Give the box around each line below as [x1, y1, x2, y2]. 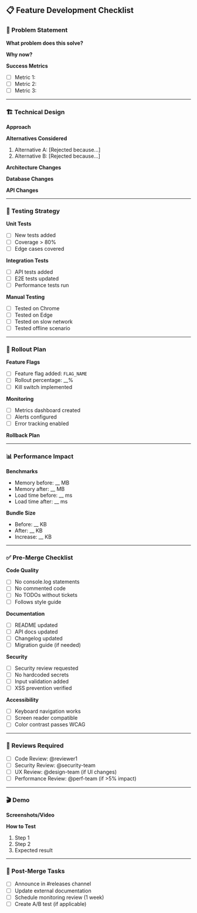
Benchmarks [6, 468, 38, 475]
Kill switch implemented [14, 383, 73, 390]
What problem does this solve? [6, 39, 84, 47]
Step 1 [14, 834, 30, 841]
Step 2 [14, 841, 31, 848]
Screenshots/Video [6, 812, 55, 819]
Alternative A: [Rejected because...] [14, 147, 101, 154]
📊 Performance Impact [6, 452, 74, 460]
